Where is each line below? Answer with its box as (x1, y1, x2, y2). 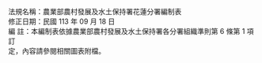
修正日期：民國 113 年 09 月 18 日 (8, 17, 116, 26)
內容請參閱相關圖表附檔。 (21, 46, 105, 55)
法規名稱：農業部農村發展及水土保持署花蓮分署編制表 (8, 7, 182, 16)
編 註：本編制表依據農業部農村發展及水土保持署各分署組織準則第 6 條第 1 (8, 27, 245, 35)
